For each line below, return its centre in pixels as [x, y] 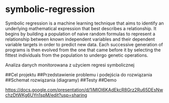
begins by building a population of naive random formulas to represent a [80, 34]
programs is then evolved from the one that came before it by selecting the [83, 50]
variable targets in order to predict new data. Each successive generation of [84, 44]
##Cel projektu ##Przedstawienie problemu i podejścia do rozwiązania [79, 74]
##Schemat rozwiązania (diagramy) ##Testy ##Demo [61, 80]
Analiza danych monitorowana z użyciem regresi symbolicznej [70, 65]
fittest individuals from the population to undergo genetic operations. [77, 55]
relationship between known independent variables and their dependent [80, 39]
